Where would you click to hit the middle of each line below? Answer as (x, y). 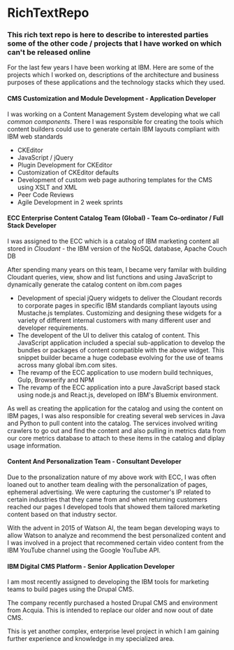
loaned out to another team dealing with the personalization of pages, (108, 485)
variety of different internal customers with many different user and (114, 320)
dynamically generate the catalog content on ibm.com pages (95, 284)
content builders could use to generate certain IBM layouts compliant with (114, 129)
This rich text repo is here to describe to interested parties (108, 35)
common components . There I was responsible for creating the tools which (115, 121)
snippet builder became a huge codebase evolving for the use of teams (120, 357)
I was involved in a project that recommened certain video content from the (116, 543)
